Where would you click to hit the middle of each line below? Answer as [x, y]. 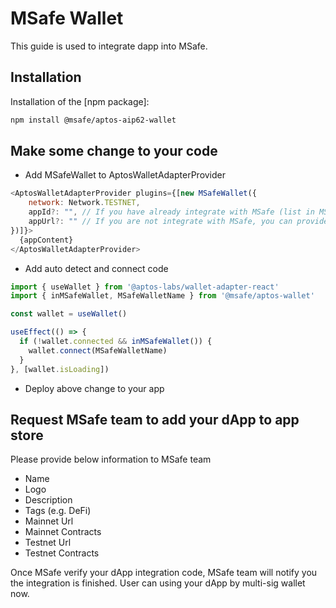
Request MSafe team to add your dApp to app [155, 419]
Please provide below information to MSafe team [111, 459]
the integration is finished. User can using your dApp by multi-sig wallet [158, 583]
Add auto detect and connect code [96, 268]
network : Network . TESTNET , [84, 203]
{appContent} [46, 240]
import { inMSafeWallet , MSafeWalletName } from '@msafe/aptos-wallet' [162, 296]
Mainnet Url [49, 521]
